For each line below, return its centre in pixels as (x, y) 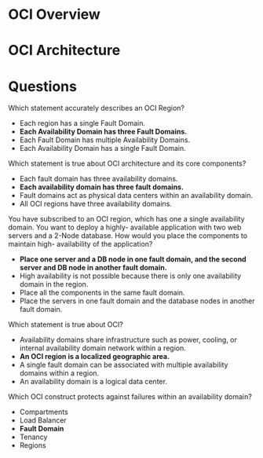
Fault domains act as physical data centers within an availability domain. (136, 196)
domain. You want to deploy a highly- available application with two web (125, 227)
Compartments (44, 412)
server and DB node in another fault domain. (93, 268)
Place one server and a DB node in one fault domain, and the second (133, 259)
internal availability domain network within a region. (102, 348)
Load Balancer (43, 420)
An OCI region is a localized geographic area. (95, 357)
